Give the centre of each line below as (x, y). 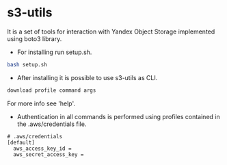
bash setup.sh (27, 64)
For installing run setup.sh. (54, 52)
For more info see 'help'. (41, 103)
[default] (21, 142)
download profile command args (52, 90)
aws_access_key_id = (42, 149)
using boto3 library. (35, 38)
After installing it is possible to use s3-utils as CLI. (87, 77)
